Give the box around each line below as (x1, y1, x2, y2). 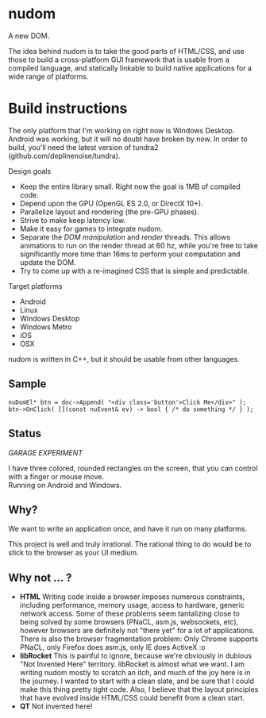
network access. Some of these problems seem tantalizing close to (19, 609, 240, 619)
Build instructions (8, 100, 128, 117)
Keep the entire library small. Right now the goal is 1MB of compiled (19, 182, 241, 191)
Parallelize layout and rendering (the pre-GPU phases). (19, 207, 200, 217)
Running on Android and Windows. (8, 480, 122, 490)
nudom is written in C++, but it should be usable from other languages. (8, 354, 241, 363)
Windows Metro (19, 322, 72, 332)
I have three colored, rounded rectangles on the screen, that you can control (8, 463, 258, 473)
